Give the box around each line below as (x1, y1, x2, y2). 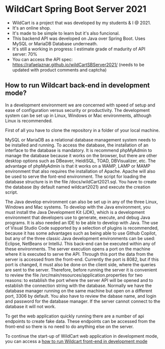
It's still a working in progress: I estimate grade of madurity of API (12, 46, 145, 52)
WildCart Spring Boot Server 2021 (5, 3, 147, 15)
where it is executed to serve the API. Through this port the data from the (5, 251, 154, 257)
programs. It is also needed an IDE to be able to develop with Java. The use (5, 219, 159, 225)
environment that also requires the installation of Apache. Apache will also (5, 168, 156, 174)
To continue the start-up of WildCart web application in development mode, (5, 333, 159, 339)
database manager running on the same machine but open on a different (5, 287, 153, 294)
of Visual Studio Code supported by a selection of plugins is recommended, (5, 225, 159, 231)
